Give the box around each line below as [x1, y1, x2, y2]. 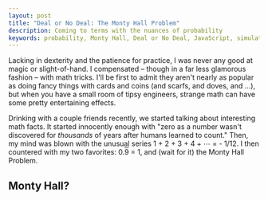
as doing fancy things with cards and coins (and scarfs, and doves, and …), [8, 81, 256, 91]
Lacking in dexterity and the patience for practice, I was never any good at [8, 56, 254, 65]
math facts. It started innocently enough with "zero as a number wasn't [8, 122, 242, 131]
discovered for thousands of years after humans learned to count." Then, [8, 131, 249, 140]
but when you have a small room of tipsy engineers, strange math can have [8, 89, 256, 100]
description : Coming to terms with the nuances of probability [8, 26, 223, 34]
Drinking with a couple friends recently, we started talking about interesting [8, 113, 256, 124]
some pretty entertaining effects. [8, 98, 116, 108]
